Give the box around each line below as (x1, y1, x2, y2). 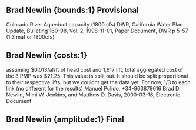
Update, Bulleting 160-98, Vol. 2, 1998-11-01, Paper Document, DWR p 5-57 (6, 27, 188, 34)
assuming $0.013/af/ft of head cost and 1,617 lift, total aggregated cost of (6, 66, 184, 73)
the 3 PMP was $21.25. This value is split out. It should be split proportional (6, 72, 188, 79)
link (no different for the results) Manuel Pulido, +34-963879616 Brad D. (6, 85, 181, 92)
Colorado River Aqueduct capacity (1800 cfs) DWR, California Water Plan (6, 21, 183, 28)
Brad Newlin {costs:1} (6, 51, 88, 61)
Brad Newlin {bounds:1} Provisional (6, 5, 139, 15)
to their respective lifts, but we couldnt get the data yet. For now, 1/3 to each (6, 78, 191, 85)
